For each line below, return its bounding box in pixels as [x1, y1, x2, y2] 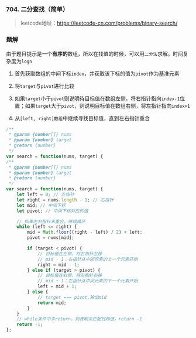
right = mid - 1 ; [37, 262, 80, 268]
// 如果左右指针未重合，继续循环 [16, 218, 86, 224]
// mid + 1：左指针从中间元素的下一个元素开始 [37, 278, 138, 284]
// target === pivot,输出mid [37, 294, 107, 300]
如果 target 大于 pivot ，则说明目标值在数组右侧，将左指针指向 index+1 [25, 102, 190, 109]
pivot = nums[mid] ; [27, 235, 75, 241]
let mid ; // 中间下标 [16, 202, 66, 209]
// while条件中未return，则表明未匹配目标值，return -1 [16, 316, 142, 322]
